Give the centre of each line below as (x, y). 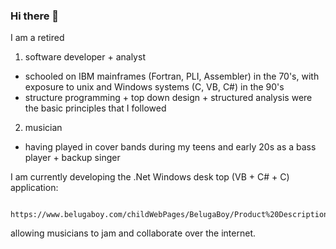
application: (34, 188)
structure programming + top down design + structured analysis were (168, 98)
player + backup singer (72, 158)
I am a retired (37, 38)
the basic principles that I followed (95, 108)
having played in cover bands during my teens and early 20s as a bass (170, 147)
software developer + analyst (85, 57)
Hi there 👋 (35, 16)
